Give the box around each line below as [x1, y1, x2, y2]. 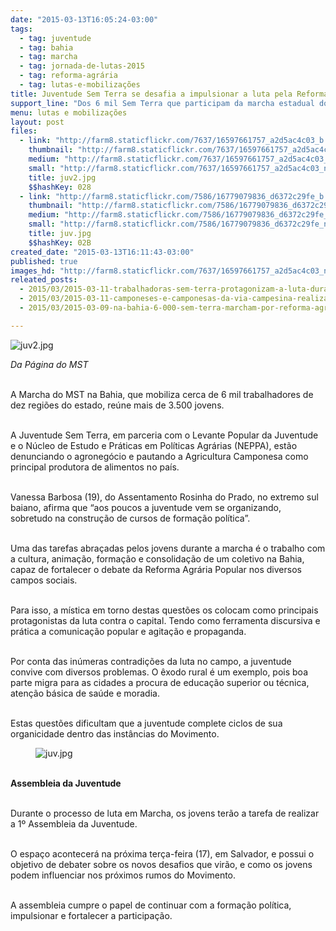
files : [10, 126, 38, 136]
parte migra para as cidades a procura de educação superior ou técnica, [10, 676, 310, 688]
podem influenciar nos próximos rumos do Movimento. [10, 869, 237, 881]
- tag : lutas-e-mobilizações [19, 80, 141, 90]
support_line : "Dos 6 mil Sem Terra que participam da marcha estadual [10, 98, 315, 108]
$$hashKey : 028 [28, 182, 92, 192]
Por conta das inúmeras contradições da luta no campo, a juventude [10, 655, 292, 667]
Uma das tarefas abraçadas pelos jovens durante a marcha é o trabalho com [10, 542, 326, 554]
